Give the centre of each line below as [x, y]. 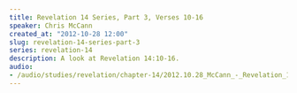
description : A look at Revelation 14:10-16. [94, 58]
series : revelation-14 [51, 50]
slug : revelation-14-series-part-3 [75, 42]
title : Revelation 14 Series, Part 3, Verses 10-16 [106, 17]
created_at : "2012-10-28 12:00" [69, 34]
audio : [21, 67]
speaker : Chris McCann [51, 26]
